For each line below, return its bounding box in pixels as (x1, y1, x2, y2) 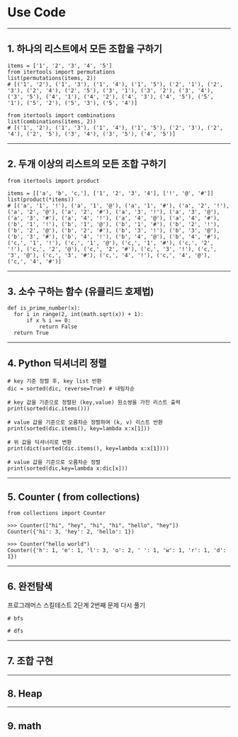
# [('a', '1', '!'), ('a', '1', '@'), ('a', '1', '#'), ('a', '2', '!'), (7, 202, 230, 209)
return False (38, 323, 78, 330)
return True (13, 330, 50, 337)
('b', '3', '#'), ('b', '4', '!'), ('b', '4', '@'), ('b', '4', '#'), (7, 233, 220, 240)
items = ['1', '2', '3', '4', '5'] (7, 62, 113, 69)
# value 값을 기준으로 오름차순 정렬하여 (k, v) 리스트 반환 (7, 419, 164, 426)
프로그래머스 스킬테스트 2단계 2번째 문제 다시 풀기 (7, 600, 146, 609)
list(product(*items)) (7, 196, 74, 203)
